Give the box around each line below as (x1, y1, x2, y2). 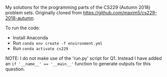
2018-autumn (5, 15, 34, 21)
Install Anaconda (12, 35, 49, 41)
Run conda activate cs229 (12, 46, 68, 51)
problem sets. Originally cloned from (5, 10, 82, 16)
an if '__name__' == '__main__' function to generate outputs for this (5, 61, 151, 66)
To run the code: (5, 25, 40, 31)
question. (5, 66, 26, 72)
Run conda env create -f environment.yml (12, 40, 103, 46)
